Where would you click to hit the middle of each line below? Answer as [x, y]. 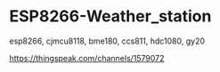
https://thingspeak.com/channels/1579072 [87, 58]
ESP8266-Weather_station [110, 16]
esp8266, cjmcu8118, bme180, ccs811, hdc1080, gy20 [107, 41]
